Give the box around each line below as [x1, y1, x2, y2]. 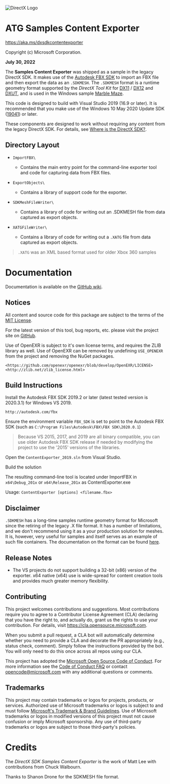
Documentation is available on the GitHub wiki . [5, 283, 103, 290]
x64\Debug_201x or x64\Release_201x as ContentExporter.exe [5, 479, 131, 485]
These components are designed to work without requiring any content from [5, 121, 165, 127]
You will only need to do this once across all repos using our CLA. [5, 648, 143, 654]
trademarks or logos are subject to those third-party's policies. [5, 724, 137, 730]
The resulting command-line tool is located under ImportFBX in [5, 474, 137, 480]
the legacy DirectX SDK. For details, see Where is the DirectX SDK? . [5, 126, 147, 132]
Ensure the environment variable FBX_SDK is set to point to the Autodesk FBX [5, 418, 164, 424]
